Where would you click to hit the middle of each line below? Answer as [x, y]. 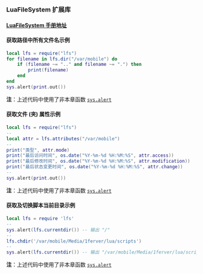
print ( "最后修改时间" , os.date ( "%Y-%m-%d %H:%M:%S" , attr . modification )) [98, 161]
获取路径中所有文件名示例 [38, 40]
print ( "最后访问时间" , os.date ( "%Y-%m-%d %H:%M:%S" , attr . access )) [90, 155]
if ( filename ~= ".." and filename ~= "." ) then [79, 65]
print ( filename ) [48, 70]
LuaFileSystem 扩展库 [39, 9]
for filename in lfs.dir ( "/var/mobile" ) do [62, 59]
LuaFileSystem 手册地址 [37, 25]
